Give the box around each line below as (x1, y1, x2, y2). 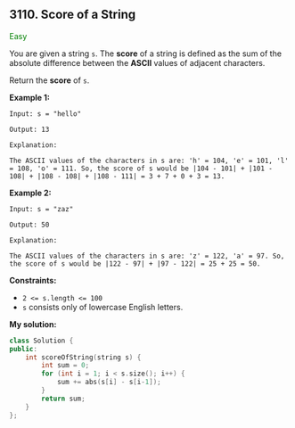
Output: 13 (9, 125, 50, 134)
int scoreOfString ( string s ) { (25, 352, 142, 362)
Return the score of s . (9, 75, 90, 86)
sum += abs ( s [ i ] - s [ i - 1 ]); (56, 378, 162, 387)
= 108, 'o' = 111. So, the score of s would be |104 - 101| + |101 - (9, 164, 274, 173)
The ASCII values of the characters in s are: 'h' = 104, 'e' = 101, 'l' (9, 156, 290, 165)
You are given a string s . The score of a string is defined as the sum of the (9, 48, 283, 59)
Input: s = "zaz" (9, 204, 74, 213)
